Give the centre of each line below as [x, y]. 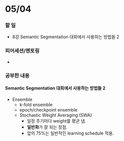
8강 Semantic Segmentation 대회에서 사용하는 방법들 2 [66, 37]
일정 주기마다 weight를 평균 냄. [57, 121]
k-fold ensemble [36, 105]
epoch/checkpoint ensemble [48, 110]
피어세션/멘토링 [22, 51]
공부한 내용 [17, 76]
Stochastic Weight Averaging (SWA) [56, 115]
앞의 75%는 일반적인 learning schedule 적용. [70, 133]
